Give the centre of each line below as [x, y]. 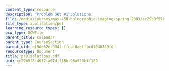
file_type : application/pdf [35, 24]
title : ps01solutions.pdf [32, 56]
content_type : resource [30, 10]
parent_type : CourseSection [35, 42]
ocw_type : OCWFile [24, 33]
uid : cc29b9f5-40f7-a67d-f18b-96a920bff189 [52, 61]
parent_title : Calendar [30, 38]
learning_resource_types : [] [36, 28]
